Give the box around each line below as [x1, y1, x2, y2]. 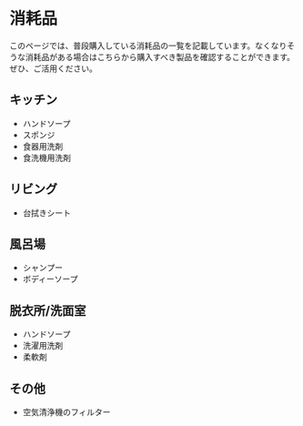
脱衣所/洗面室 [9, 302, 86, 319]
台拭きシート [22, 207, 71, 218]
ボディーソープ [22, 274, 78, 285]
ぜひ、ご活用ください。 [9, 63, 97, 74]
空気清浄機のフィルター [22, 407, 111, 417]
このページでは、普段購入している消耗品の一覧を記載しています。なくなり [9, 40, 288, 51]
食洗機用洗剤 [22, 152, 71, 163]
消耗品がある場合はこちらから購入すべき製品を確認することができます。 [25, 51, 296, 62]
